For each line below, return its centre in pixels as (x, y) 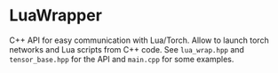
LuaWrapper (56, 16)
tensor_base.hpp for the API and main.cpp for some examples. (122, 59)
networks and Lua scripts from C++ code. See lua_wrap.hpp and (127, 49)
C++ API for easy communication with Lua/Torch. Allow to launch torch (139, 40)
